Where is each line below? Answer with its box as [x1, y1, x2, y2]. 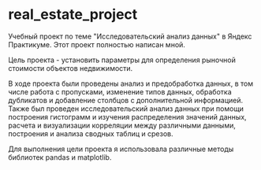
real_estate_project [8, 6, 138, 24]
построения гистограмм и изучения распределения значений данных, [8, 112, 247, 121]
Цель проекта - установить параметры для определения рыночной [8, 55, 237, 65]
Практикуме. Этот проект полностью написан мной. [8, 39, 185, 49]
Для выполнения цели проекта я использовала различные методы [8, 144, 234, 153]
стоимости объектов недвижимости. [8, 63, 133, 72]
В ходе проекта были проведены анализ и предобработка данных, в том [8, 79, 254, 88]
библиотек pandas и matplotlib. [8, 152, 112, 162]
